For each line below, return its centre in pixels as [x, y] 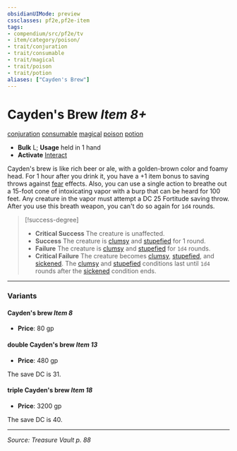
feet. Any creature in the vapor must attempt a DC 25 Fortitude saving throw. [119, 199]
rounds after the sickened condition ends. [96, 271]
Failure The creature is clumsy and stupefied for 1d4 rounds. [123, 248]
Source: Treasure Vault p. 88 [49, 440]
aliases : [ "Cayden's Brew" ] [49, 79]
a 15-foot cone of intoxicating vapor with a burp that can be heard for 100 [114, 191]
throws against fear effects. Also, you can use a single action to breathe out [117, 184]
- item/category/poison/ [44, 40]
